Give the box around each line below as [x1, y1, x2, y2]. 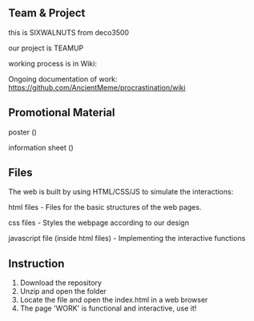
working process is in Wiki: [8, 58, 98, 68]
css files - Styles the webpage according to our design [8, 218, 190, 227]
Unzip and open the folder [19, 287, 107, 296]
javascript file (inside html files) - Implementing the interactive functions [8, 234, 246, 243]
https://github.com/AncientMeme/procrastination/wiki [8, 82, 186, 92]
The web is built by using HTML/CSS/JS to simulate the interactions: [8, 187, 234, 197]
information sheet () [8, 142, 74, 152]
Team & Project [8, 6, 86, 20]
